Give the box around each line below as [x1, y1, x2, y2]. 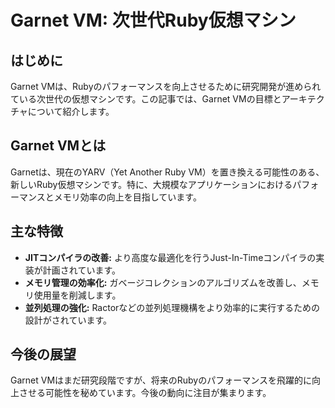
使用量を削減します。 [33, 289, 122, 301]
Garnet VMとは [10, 137, 107, 155]
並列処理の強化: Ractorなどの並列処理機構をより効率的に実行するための [24, 301, 321, 313]
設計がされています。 [24, 314, 112, 326]
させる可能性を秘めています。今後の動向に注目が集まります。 [18, 387, 272, 399]
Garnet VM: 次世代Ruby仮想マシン [10, 9, 297, 32]
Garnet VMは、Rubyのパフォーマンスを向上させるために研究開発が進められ [10, 81, 322, 92]
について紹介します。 [27, 106, 115, 117]
